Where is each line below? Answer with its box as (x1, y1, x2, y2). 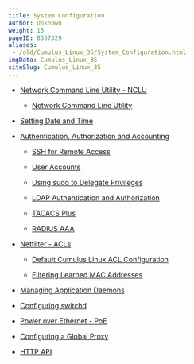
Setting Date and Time (19, 116, 94, 126)
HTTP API (19, 347, 52, 356)
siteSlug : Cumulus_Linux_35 (8, 64, 102, 72)
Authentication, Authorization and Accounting (19, 131, 169, 141)
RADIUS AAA (31, 223, 75, 233)
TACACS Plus (31, 208, 76, 218)
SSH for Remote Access (31, 146, 111, 156)
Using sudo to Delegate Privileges (31, 177, 143, 187)
